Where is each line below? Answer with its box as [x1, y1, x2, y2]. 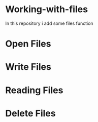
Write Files [5, 61, 52, 73]
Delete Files [5, 107, 56, 119]
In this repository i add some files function [5, 20, 93, 26]
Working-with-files [5, 4, 88, 15]
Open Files [5, 38, 51, 50]
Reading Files [5, 85, 63, 96]
